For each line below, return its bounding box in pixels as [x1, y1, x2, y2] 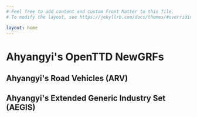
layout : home [6, 25, 38, 31]
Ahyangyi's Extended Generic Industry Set [6, 93, 166, 103]
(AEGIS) [6, 102, 36, 112]
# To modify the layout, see [6, 14, 77, 20]
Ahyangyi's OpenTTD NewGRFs [6, 50, 164, 63]
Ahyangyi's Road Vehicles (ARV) [6, 73, 128, 83]
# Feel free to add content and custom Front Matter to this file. [6, 8, 175, 15]
